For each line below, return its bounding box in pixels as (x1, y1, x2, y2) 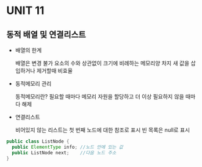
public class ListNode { (6, 138, 70, 145)
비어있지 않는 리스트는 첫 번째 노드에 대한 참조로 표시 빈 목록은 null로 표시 (15, 126, 190, 134)
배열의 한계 (15, 47, 42, 53)
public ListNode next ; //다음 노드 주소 (12, 149, 117, 155)
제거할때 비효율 (36, 67, 73, 74)
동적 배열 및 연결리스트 (6, 29, 87, 39)
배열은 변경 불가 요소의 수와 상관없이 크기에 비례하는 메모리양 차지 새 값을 (15, 60, 190, 67)
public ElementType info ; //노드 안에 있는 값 (12, 144, 123, 150)
